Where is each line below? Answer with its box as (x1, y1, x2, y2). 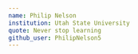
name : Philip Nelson (8, 11, 77, 20)
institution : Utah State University (8, 19, 130, 27)
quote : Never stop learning (8, 26, 102, 34)
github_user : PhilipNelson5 (8, 33, 102, 42)
